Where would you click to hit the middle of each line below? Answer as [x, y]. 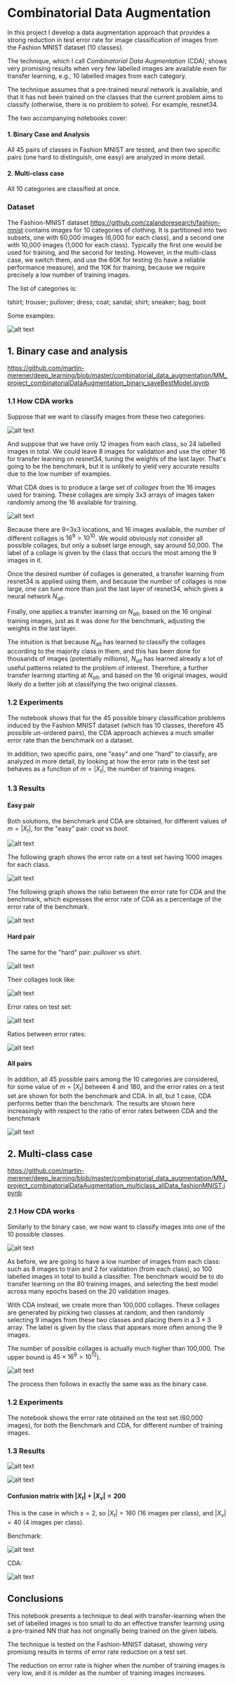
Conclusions [35, 1599]
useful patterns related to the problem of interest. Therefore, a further [108, 667]
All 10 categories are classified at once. [64, 189]
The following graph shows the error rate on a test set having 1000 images [115, 857]
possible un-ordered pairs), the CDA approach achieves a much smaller [111, 733]
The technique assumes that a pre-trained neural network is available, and [115, 89]
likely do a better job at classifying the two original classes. [93, 684]
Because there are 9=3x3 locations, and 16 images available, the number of [116, 529]
